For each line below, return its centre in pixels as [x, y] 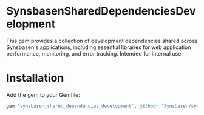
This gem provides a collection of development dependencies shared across [102, 41]
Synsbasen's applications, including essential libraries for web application [99, 47]
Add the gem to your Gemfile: [43, 94]
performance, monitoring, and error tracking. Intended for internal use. [95, 53]
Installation [35, 78]
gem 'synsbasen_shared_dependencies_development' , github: [83, 106]
